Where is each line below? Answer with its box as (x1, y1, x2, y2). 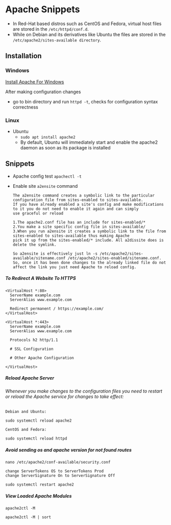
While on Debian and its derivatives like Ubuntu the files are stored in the (12, 31, 166, 37)
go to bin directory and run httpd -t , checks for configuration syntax (12, 98, 158, 104)
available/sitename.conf (12, 255, 66, 260)
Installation (5, 52, 42, 60)
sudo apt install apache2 (20, 135, 76, 140)
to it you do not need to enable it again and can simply (12, 206, 139, 211)
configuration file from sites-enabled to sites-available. (12, 197, 143, 203)
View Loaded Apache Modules (5, 493, 72, 499)
